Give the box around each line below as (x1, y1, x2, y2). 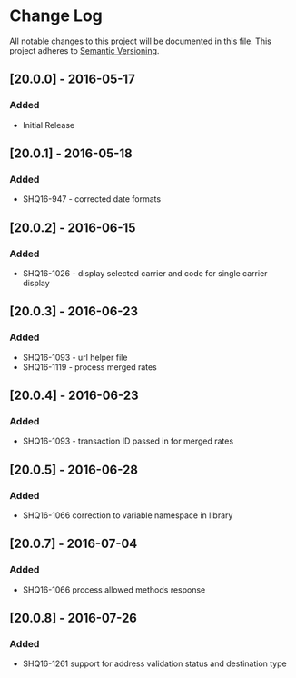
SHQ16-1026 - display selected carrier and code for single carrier (22, 268, 268, 278)
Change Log (9, 5, 103, 26)
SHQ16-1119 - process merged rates (22, 361, 157, 373)
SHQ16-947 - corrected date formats (22, 194, 162, 204)
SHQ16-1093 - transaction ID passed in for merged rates (22, 435, 234, 446)
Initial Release (22, 119, 75, 130)
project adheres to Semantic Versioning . (9, 45, 160, 55)
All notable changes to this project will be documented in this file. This (9, 35, 272, 46)
